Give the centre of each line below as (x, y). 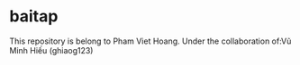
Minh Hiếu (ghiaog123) (51, 50)
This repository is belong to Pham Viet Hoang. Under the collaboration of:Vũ (150, 41)
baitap (34, 16)
